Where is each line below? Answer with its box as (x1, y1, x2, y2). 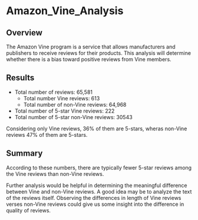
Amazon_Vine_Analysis (6, 4, 124, 18)
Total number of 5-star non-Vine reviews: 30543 (14, 113, 133, 120)
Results (6, 73, 35, 83)
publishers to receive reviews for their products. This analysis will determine (6, 50, 192, 57)
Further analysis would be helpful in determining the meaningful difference (6, 182, 187, 189)
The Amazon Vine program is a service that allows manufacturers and (6, 43, 176, 50)
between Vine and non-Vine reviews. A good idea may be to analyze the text (6, 188, 192, 195)
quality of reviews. (6, 206, 51, 214)
